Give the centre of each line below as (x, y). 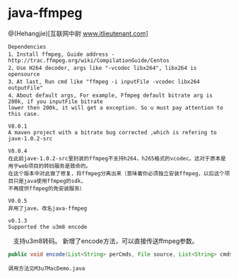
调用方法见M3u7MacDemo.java (47, 268)
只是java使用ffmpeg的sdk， (50, 181)
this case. (24, 114)
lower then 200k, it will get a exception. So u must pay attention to (115, 107)
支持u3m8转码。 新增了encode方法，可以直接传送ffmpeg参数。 (106, 241)
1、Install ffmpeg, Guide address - (61, 54)
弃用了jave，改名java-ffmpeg (48, 208)
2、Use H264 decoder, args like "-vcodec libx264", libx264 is (102, 68)
